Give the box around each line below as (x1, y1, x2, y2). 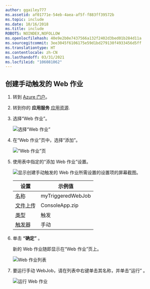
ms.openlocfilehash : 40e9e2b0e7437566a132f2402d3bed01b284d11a (5, 36, 142, 41)
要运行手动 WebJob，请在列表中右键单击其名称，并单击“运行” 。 (12, 268, 148, 274)
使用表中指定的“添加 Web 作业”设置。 (12, 158, 91, 165)
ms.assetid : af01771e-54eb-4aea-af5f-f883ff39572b (5, 12, 115, 17)
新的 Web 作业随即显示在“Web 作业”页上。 (12, 246, 102, 252)
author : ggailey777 (5, 7, 47, 13)
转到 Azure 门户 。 (12, 94, 50, 100)
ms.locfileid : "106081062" (5, 59, 62, 65)
